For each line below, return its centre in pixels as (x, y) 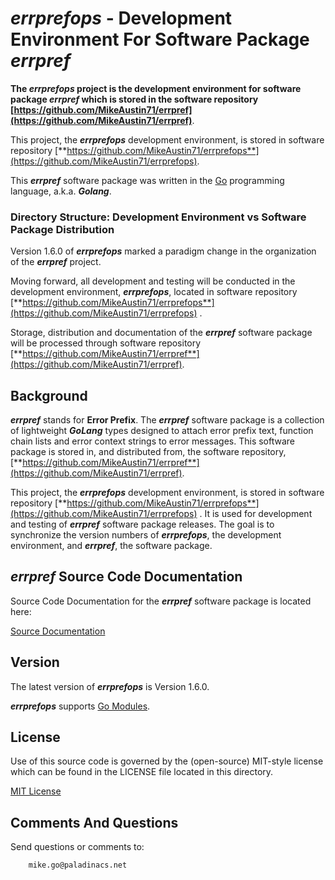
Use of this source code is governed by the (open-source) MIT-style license (167, 761)
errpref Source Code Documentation (126, 577)
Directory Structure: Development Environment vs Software (158, 217)
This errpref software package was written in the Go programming (147, 180)
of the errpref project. (56, 262)
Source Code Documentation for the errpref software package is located (161, 601)
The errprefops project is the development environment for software (156, 88)
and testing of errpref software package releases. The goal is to (142, 524)
